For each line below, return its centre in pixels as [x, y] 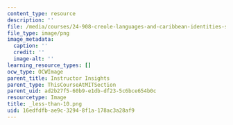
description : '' [31, 20]
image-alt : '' [34, 59]
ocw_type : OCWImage [35, 72]
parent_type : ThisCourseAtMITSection [62, 85]
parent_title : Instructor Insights [59, 78]
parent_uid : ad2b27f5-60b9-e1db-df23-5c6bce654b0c [82, 91]
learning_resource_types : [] [49, 65]
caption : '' [31, 46]
